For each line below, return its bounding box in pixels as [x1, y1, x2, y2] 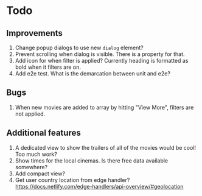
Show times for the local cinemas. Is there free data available [15, 156, 169, 164]
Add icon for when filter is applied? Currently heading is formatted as [15, 57, 189, 64]
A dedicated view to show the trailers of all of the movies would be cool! [15, 144, 197, 151]
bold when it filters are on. [15, 63, 81, 71]
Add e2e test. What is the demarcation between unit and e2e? [15, 70, 170, 77]
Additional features [6, 128, 81, 138]
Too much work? [15, 150, 58, 158]
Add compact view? [15, 170, 66, 177]
